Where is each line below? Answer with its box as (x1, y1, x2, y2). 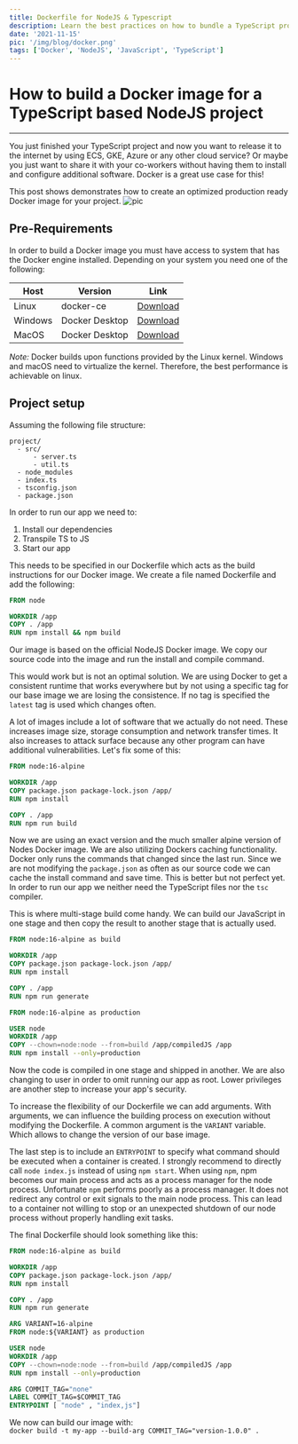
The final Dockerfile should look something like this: (9, 1230, 199, 1241)
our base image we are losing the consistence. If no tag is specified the (9, 690, 271, 701)
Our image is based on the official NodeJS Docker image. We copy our (9, 644, 268, 655)
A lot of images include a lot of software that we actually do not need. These (9, 716, 288, 728)
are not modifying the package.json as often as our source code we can (9, 863, 271, 874)
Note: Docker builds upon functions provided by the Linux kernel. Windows (9, 351, 284, 362)
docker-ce (60, 299, 106, 312)
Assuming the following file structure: (9, 419, 146, 430)
